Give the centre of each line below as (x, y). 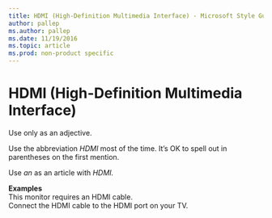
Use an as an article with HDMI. (61, 172)
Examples (25, 188)
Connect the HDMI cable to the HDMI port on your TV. (98, 205)
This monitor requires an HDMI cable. (71, 197)
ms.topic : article (39, 46)
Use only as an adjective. (50, 132)
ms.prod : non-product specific (61, 53)
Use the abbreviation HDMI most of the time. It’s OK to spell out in (118, 148)
